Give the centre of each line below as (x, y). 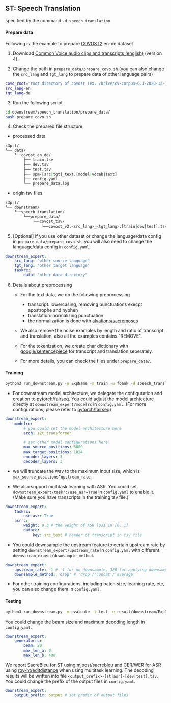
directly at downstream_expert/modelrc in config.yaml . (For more (79, 404)
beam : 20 (33, 646)
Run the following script (37, 103)
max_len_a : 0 (37, 651)
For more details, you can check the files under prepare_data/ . (86, 361)
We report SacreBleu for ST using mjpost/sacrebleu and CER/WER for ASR (83, 665)
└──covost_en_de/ (33, 155)
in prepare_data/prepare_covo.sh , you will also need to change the (82, 241)
